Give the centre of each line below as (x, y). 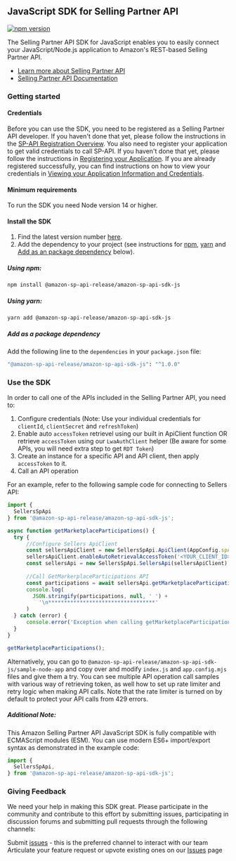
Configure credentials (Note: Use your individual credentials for (109, 419)
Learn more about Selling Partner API (71, 70)
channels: (21, 829)
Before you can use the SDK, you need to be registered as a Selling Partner (116, 129)
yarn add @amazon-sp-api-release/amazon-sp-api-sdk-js (89, 318)
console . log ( (45, 590)
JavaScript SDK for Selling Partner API (93, 12)
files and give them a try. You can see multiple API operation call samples (113, 676)
